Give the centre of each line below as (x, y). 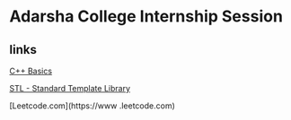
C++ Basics (31, 71)
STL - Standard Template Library (70, 88)
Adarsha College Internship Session (146, 17)
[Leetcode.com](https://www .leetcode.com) (92, 106)
